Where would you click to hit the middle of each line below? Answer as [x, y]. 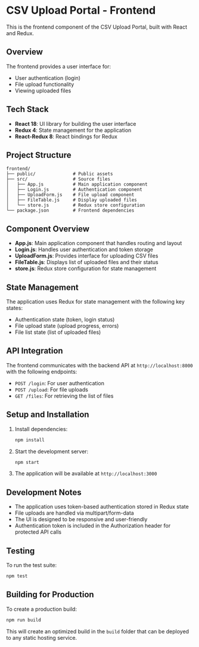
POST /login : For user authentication [59, 383]
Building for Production [50, 595]
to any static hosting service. [42, 637]
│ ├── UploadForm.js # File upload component [70, 195]
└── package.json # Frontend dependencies [70, 210]
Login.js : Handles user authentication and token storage [84, 250]
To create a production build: [42, 609]
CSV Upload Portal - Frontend [81, 10]
